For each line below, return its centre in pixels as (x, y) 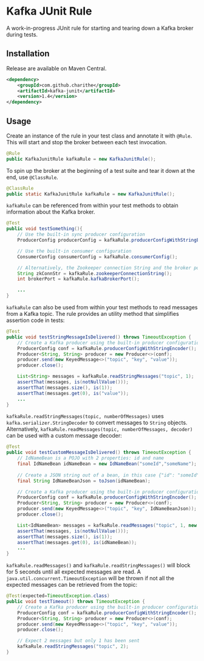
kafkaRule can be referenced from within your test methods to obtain (93, 206)
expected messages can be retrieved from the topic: (72, 585)
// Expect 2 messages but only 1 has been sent (78, 641)
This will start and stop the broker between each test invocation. (87, 142)
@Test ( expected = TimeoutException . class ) (58, 596)
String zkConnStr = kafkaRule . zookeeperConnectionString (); (95, 273)
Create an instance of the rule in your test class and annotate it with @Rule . (99, 136)
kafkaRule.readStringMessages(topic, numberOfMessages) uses (85, 416)
